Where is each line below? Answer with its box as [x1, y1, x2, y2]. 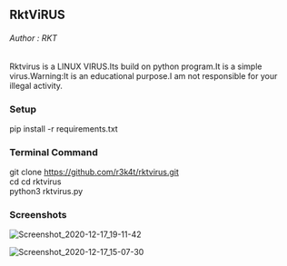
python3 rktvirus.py [9, 186, 84, 197]
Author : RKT [9, 32, 57, 44]
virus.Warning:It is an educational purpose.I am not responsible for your [9, 70, 278, 81]
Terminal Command [9, 145, 98, 158]
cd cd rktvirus [9, 176, 62, 187]
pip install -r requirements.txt [9, 123, 118, 134]
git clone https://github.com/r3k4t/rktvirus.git [9, 167, 180, 178]
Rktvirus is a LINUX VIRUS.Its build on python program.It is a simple [9, 61, 262, 72]
